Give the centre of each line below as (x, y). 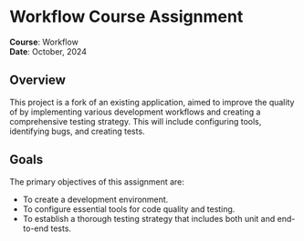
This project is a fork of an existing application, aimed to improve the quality (152, 102)
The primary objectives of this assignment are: (97, 181)
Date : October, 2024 (48, 51)
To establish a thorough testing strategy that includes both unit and (149, 218)
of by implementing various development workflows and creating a (135, 112)
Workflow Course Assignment (126, 17)
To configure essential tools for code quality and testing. (129, 209)
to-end (36, 228)
